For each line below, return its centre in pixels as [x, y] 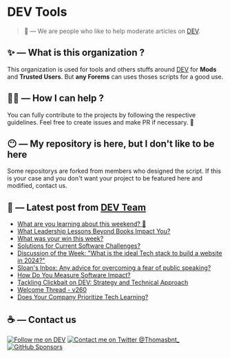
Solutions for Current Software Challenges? [79, 246]
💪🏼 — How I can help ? [56, 98]
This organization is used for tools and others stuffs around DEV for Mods [112, 69]
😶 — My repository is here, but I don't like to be [111, 144]
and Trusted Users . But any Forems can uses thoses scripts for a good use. [115, 76]
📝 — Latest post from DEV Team [77, 207]
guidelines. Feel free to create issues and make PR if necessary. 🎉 [101, 122]
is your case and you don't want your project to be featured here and [105, 178]
